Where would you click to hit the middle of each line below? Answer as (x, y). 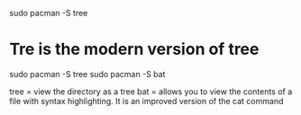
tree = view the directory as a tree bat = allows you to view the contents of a (151, 91)
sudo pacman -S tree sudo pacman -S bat (87, 74)
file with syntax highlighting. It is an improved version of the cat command (146, 101)
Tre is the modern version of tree (134, 49)
